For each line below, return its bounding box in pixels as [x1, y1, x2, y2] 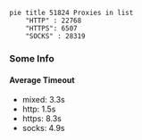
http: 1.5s [21, 103, 56, 115]
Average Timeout [9, 74, 75, 85]
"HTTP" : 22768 [25, 16, 82, 25]
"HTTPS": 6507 [25, 24, 78, 33]
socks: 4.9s [21, 123, 65, 134]
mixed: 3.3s [21, 95, 65, 105]
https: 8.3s [21, 113, 63, 124]
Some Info [9, 52, 55, 64]
